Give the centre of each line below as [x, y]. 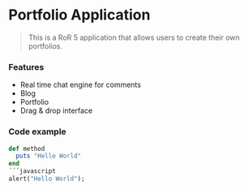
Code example [37, 132]
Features [26, 67]
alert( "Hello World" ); [47, 179]
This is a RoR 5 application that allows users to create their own [134, 37]
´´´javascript [32, 171]
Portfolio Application [79, 15]
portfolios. [45, 45]
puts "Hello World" [49, 156]
